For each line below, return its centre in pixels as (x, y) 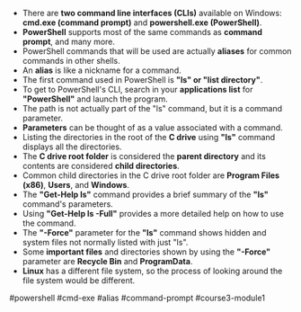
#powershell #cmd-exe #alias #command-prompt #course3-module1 (137, 298)
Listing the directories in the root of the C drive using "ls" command (149, 137)
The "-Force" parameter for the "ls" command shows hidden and (144, 232)
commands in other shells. (71, 61)
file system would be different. (79, 281)
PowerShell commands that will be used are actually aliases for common (157, 51)
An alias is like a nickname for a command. (102, 70)
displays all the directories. (72, 147)
